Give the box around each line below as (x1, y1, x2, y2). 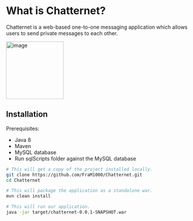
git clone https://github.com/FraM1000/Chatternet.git (6, 172, 143, 178)
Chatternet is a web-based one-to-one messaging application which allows (6, 23, 188, 30)
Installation (6, 110, 48, 120)
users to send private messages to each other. (6, 29, 118, 36)
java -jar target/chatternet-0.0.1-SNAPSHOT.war (6, 209, 127, 215)
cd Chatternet (6, 177, 41, 183)
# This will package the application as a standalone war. (6, 188, 153, 194)
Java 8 (14, 136, 31, 143)
